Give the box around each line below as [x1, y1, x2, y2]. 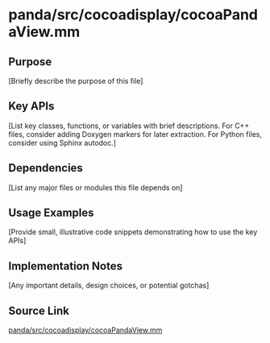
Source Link [8, 304, 70, 317]
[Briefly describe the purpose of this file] [8, 76, 143, 85]
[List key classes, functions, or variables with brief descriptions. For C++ [8, 121, 250, 130]
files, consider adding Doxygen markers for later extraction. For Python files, [8, 129, 263, 138]
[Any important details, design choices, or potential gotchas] [8, 280, 210, 291]
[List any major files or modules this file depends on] [8, 183, 183, 192]
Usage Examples [8, 206, 94, 220]
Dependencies [8, 161, 83, 175]
